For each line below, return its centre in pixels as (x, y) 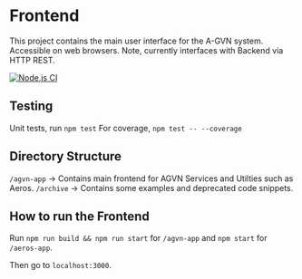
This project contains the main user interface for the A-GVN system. (136, 41)
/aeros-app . (31, 248)
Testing (31, 106)
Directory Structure (66, 156)
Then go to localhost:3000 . (60, 265)
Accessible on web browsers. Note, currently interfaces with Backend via (146, 50)
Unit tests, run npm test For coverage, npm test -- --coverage (126, 128)
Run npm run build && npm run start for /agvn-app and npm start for (138, 238)
